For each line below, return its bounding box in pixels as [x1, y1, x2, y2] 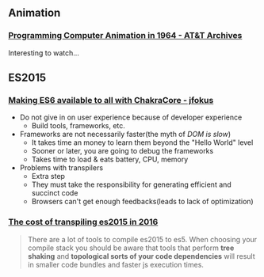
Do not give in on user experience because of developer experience [19, 112, 243, 122]
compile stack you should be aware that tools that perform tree [27, 243, 235, 252]
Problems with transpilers [19, 163, 104, 173]
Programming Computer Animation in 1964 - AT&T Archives [8, 30, 243, 41]
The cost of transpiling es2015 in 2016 [8, 217, 159, 228]
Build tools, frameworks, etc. [31, 121, 125, 131]
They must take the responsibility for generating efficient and [31, 180, 231, 189]
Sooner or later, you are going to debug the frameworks [31, 146, 214, 156]
